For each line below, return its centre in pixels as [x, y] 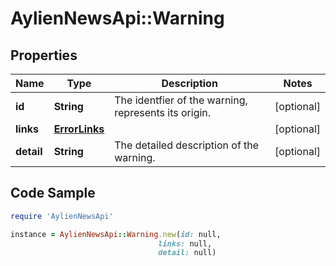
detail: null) [187, 253]
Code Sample [53, 193]
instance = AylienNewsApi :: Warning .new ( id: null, [116, 234]
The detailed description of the [187, 145]
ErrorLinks [79, 129]
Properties [44, 55]
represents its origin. [163, 112]
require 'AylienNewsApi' [62, 216]
